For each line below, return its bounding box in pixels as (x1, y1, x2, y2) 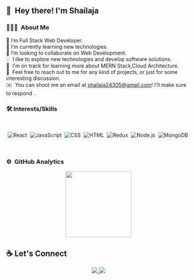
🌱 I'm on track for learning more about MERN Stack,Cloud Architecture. (6, 62, 179, 69)
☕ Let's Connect (6, 248, 67, 258)
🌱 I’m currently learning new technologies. (6, 43, 108, 50)
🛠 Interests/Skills (6, 104, 57, 113)
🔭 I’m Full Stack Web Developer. (6, 36, 83, 44)
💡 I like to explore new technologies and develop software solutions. (6, 55, 172, 62)
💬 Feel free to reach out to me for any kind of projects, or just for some (6, 68, 178, 75)
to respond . (6, 89, 36, 97)
